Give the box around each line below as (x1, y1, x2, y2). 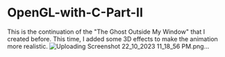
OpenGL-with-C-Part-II (7, 5, 144, 21)
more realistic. (7, 42, 49, 50)
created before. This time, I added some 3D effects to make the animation (7, 34, 219, 43)
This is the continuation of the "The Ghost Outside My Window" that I (7, 27, 206, 36)
